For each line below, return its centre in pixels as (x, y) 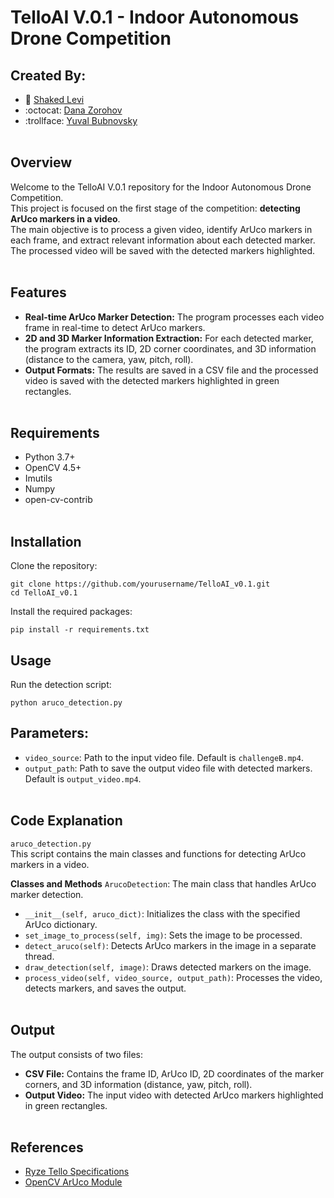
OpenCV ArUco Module (73, 1182)
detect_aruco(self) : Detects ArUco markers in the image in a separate (170, 945)
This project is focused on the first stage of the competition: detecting (155, 208)
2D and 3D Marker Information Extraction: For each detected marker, (169, 338)
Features (38, 292)
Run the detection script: (61, 685)
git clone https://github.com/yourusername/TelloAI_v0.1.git (140, 584)
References (47, 1147)
